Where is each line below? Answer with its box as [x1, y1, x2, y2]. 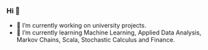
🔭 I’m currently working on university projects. [16, 22, 146, 30]
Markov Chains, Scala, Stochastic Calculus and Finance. [16, 36, 175, 44]
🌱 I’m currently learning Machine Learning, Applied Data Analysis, [16, 28, 202, 36]
